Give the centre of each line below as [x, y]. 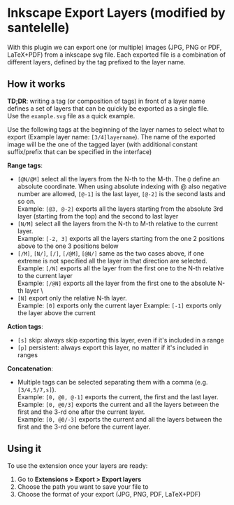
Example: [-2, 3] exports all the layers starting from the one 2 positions [121, 238]
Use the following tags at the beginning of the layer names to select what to [116, 129]
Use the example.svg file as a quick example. [71, 116]
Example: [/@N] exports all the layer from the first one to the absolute [117, 283]
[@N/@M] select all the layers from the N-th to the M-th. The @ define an [118, 179]
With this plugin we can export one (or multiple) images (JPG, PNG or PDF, [115, 47]
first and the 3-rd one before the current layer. [84, 427]
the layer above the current [56, 312]
